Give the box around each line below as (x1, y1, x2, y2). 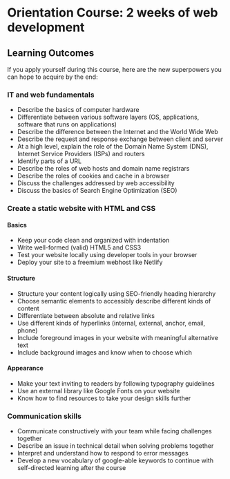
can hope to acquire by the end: (7, 73, 98, 81)
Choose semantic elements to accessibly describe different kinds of (17, 297, 211, 305)
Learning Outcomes (7, 47, 95, 59)
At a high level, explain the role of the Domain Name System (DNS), (17, 142, 209, 151)
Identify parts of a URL (17, 157, 82, 165)
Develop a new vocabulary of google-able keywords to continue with (17, 456, 214, 464)
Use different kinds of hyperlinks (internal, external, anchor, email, (17, 319, 206, 327)
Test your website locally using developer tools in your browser (17, 251, 198, 259)
